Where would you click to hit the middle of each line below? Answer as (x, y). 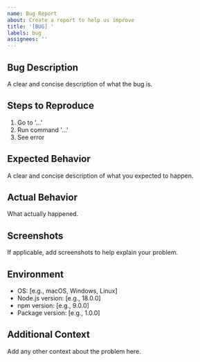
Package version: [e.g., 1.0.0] (58, 313)
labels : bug (24, 33)
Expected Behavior (49, 159)
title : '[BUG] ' (30, 26)
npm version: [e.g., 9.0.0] (53, 306)
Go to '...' (30, 123)
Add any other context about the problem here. (74, 351)
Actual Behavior (43, 197)
